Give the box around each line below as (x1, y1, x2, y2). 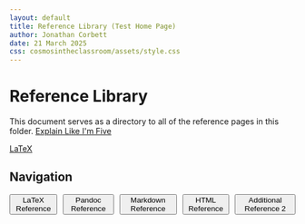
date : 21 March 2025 (9, 38, 88, 48)
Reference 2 (244, 203, 286, 213)
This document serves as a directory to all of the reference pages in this (9, 116, 280, 127)
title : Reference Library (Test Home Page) (9, 22, 177, 31)
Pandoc (75, 195, 102, 205)
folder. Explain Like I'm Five (9, 126, 112, 137)
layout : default (9, 13, 71, 23)
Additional (248, 195, 282, 205)
